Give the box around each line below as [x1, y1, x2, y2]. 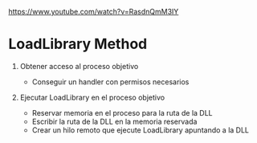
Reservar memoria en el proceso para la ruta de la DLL [31, 108, 213, 117]
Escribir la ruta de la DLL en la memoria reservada [31, 116, 198, 126]
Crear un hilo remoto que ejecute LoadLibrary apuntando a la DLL [31, 125, 250, 135]
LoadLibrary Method [8, 35, 148, 53]
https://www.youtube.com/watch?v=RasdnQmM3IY [8, 7, 179, 16]
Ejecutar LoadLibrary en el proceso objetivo [19, 92, 165, 102]
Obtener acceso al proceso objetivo [19, 61, 139, 71]
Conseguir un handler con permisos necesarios [31, 76, 190, 87]
